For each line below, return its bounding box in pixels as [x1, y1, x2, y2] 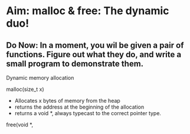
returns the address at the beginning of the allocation [14, 103, 145, 110]
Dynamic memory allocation [6, 74, 74, 81]
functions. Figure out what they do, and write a [6, 49, 182, 60]
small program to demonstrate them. [6, 58, 144, 68]
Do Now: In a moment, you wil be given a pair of [6, 40, 184, 50]
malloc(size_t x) [6, 86, 44, 93]
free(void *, [6, 121, 34, 128]
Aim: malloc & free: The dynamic [6, 4, 169, 18]
